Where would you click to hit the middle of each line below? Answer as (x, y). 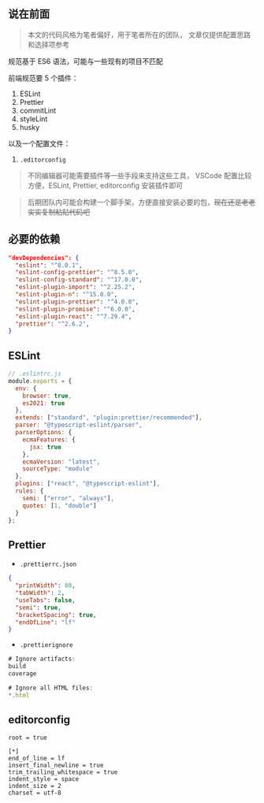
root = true (28, 738)
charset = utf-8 (35, 793)
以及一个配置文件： (39, 143)
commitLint (38, 110)
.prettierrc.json (48, 565)
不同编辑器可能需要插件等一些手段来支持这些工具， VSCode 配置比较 (139, 175)
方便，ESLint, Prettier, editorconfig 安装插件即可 (105, 185)
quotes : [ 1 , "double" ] (59, 506)
